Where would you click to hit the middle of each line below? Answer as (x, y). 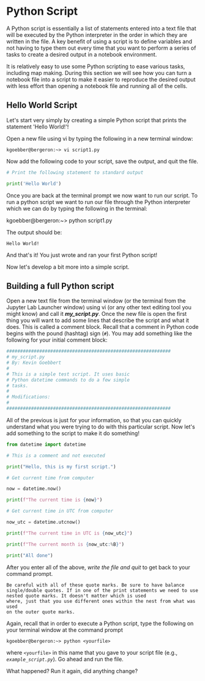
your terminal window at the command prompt (65, 630)
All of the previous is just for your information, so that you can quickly (94, 420)
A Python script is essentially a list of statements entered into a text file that (101, 28)
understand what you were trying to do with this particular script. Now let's (101, 427)
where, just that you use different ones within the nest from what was (101, 601)
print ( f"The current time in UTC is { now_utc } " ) (69, 533)
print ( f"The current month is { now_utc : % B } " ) (65, 544)
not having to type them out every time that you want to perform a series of (101, 48)
